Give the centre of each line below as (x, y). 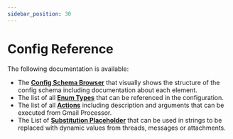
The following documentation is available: (68, 69)
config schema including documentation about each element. (107, 90)
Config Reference (60, 49)
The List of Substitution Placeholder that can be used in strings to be (120, 120)
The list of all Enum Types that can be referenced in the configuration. (120, 97)
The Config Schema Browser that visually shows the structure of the (119, 82)
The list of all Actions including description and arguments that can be (121, 105)
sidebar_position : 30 (39, 14)
